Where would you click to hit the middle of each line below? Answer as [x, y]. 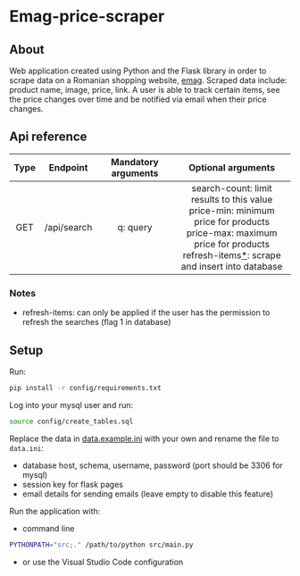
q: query [135, 227]
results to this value [232, 199]
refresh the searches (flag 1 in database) [96, 322]
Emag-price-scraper [87, 17]
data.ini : [27, 447]
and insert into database [232, 266]
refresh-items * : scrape [232, 255]
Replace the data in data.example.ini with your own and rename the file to [144, 438]
